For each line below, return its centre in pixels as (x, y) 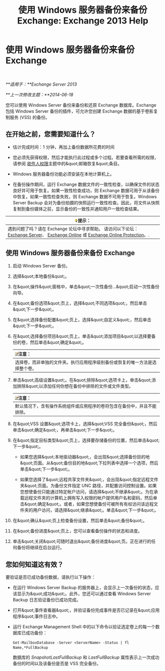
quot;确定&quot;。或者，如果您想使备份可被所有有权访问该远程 (90, 504)
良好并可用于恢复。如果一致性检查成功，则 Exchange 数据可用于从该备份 (86, 190)
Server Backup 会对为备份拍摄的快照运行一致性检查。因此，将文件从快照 (86, 203)
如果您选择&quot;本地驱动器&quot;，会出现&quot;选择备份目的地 (85, 457)
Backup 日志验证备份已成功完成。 (47, 600)
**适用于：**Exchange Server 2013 (41, 84)
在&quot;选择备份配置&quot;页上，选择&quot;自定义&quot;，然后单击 (82, 319)
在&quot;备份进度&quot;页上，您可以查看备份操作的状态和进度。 (77, 531)
